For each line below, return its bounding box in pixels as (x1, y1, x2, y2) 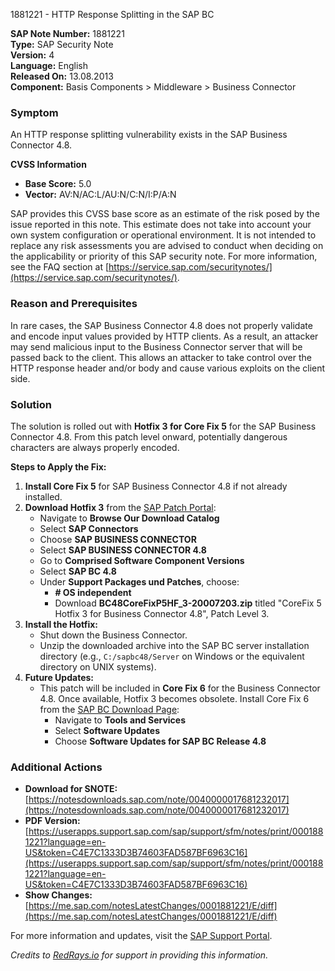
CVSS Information (10, 159, 87, 171)
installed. (24, 490, 63, 503)
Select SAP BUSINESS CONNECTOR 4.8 (39, 544, 207, 556)
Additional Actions (10, 760, 103, 774)
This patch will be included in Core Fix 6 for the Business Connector (39, 682, 321, 694)
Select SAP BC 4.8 (39, 565, 117, 577)
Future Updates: (24, 671, 94, 683)
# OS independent (54, 586, 132, 598)
